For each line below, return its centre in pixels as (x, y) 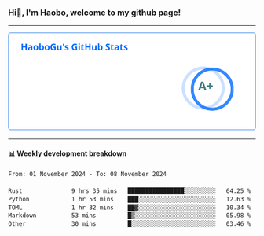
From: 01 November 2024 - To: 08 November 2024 (88, 175)
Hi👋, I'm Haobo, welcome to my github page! (95, 13)
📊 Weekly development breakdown (68, 153)
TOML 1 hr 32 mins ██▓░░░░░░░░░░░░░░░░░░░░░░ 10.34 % (130, 208)
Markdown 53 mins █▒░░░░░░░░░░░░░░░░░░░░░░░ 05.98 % (130, 216)
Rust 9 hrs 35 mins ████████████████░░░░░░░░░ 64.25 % (130, 191)
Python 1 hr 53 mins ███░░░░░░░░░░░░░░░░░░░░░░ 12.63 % (130, 199)
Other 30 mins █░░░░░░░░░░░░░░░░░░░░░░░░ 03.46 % (130, 224)
